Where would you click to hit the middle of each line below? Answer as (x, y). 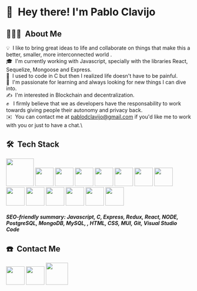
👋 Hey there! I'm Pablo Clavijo (81, 12)
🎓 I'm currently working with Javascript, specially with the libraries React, (97, 61)
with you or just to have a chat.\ (44, 125)
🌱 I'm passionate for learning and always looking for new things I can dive (96, 82)
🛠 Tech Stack (33, 145)
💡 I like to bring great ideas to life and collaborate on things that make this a (98, 48)
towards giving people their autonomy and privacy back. (74, 110)
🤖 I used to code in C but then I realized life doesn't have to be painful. (92, 76)
